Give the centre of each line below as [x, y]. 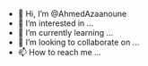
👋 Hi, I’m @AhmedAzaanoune [72, 14]
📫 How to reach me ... [59, 52]
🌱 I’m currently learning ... [65, 33]
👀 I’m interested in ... [56, 23]
